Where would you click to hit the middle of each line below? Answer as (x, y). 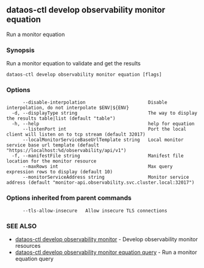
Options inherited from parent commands (69, 198)
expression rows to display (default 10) (60, 172)
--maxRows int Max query (97, 167)
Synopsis (20, 50)
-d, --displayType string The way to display (105, 113)
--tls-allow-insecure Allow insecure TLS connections (95, 211)
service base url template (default (53, 145)
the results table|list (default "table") (61, 118)
